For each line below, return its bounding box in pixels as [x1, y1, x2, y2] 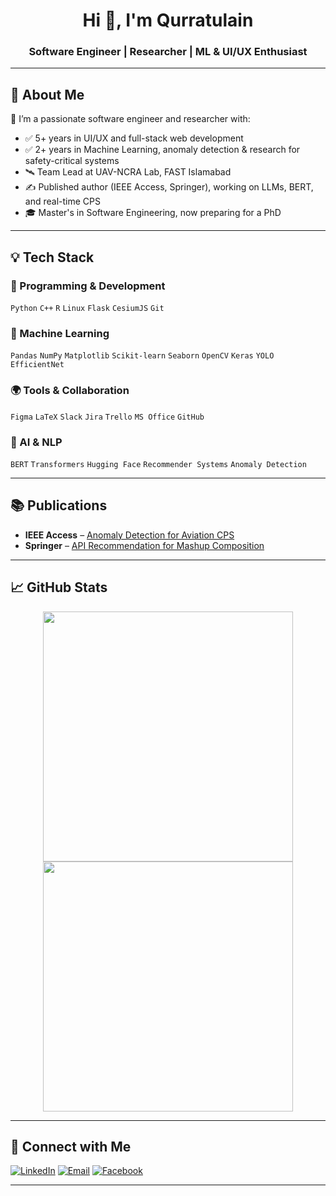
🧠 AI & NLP [10, 435, 63, 449]
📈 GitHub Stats [10, 579, 108, 596]
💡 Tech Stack [10, 249, 95, 266]
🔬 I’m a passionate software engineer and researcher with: [10, 113, 251, 125]
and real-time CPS [24, 195, 101, 208]
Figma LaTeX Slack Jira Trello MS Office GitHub [10, 412, 205, 422]
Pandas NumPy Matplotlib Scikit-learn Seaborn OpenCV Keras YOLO [10, 351, 275, 361]
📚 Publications [10, 497, 108, 514]
